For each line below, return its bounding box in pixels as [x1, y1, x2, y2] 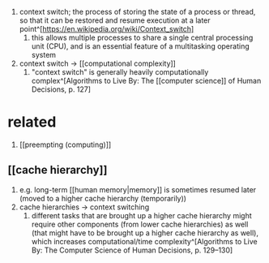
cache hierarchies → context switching [19, 202, 150, 212]
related [7, 113, 57, 131]
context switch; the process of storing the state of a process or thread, [19, 7, 256, 16]
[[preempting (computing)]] [19, 140, 112, 149]
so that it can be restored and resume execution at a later [19, 15, 211, 25]
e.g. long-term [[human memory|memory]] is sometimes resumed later [19, 184, 257, 194]
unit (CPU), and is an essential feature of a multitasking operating [31, 41, 250, 51]
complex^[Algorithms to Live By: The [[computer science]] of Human [31, 76, 262, 85]
